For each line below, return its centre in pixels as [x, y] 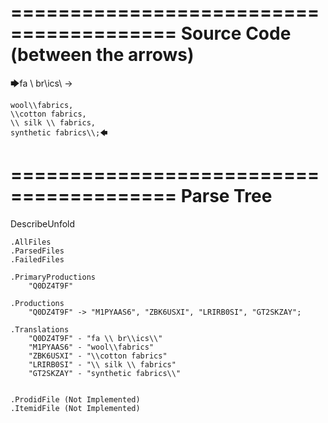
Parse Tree [226, 196]
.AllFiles [31, 242]
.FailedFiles [37, 259]
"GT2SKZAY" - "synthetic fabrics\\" [105, 373]
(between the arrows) [102, 55]
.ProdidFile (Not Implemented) [75, 399]
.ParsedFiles [37, 251]
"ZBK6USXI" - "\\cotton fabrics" [98, 356]
